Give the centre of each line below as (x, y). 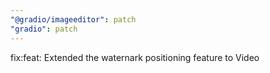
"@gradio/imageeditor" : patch (73, 19)
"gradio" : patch (44, 29)
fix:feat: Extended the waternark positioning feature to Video (135, 57)
